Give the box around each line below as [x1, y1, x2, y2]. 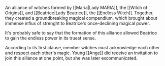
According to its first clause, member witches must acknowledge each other [5, 45, 160, 50]
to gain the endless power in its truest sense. [5, 35, 96, 41]
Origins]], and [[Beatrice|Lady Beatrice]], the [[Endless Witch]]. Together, [5, 10, 154, 16]
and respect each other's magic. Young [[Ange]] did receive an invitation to [5, 50, 158, 56]
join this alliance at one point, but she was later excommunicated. [5, 55, 138, 61]
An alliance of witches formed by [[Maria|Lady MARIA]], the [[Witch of [5, 5, 148, 10]
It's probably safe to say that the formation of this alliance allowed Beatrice [5, 30, 157, 35]
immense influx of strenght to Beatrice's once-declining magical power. [5, 20, 150, 26]
